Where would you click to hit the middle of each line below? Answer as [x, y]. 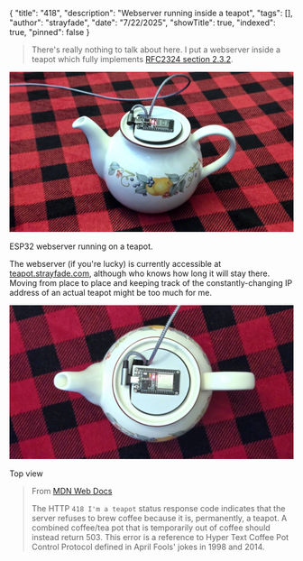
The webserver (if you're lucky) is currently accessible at [115, 263]
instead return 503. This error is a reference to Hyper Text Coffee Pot [160, 538]
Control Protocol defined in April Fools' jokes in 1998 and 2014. [148, 547]
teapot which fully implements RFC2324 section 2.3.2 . [132, 59]
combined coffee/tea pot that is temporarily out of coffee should [151, 528]
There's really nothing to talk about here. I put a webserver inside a [156, 50]
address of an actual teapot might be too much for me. [110, 292]
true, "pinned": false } [50, 32]
